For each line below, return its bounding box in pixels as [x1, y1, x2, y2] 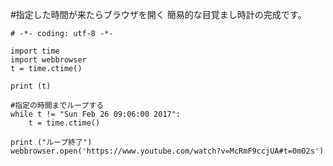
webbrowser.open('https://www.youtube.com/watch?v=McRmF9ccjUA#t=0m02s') [10, 146, 325, 156]
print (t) [10, 81, 52, 91]
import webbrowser [10, 55, 87, 65]
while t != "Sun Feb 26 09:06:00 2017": [10, 109, 182, 119]
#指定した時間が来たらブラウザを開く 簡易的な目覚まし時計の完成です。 [10, 9, 307, 20]
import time [10, 46, 60, 56]
